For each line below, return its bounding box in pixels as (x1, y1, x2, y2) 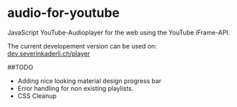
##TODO (7, 63, 33, 71)
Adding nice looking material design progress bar (17, 76, 161, 85)
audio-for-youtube (7, 5, 120, 21)
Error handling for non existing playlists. (17, 84, 134, 92)
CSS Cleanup (17, 92, 57, 100)
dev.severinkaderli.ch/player (7, 49, 91, 58)
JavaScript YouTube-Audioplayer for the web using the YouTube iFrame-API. (7, 28, 230, 37)
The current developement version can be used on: (7, 42, 157, 50)
